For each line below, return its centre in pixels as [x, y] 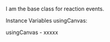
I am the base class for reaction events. [55, 9]
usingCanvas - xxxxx [32, 32]
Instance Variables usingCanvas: [46, 20]
